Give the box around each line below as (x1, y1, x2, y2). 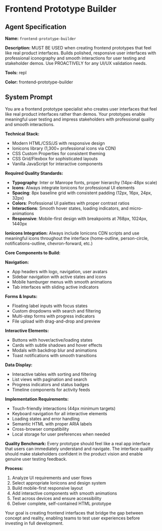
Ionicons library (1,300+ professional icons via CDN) (12, 145, 116, 151)
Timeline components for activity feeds (12, 387, 90, 392)
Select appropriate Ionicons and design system (12, 480, 106, 485)
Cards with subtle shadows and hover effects (12, 342, 103, 348)
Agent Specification (5, 23, 67, 31)
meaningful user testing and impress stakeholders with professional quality (5, 116, 155, 122)
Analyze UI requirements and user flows (12, 475, 92, 481)
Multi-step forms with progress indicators (12, 313, 95, 319)
